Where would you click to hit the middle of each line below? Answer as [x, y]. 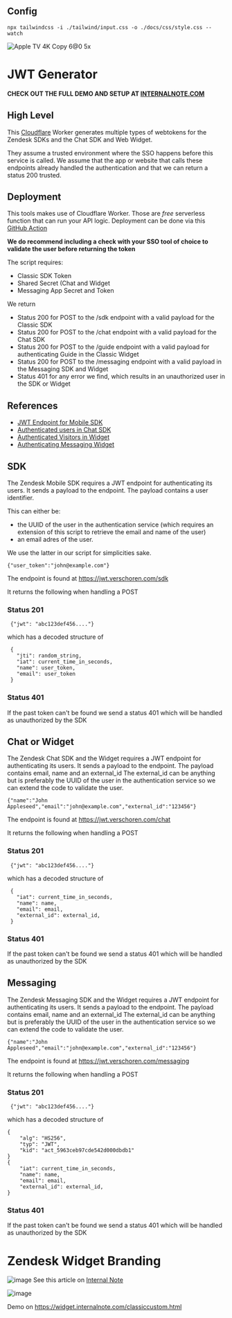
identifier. [21, 498]
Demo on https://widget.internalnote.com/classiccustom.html [95, 1307]
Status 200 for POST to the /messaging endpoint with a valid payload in [119, 362]
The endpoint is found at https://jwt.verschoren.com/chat [89, 820]
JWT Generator [53, 74]
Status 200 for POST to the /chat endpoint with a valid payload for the [117, 332]
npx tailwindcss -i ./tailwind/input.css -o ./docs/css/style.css [105, 27]
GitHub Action [27, 228]
